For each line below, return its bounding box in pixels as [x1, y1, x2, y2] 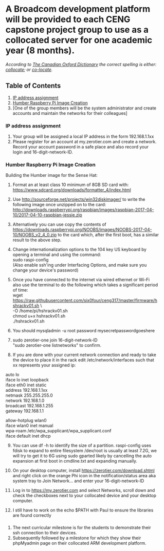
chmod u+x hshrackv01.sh [12, 313, 66, 319]
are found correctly [12, 512, 52, 518]
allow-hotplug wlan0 [5, 418, 47, 424]
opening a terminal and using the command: [12, 252, 101, 257]
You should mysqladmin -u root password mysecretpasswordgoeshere [12, 328, 155, 334]
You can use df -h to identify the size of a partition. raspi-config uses [12, 443, 151, 448]
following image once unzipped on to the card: [12, 202, 106, 208]
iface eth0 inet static [5, 382, 47, 388]
